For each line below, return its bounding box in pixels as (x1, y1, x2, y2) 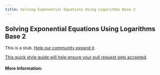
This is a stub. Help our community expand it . (5, 45, 96, 51)
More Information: (5, 65, 43, 71)
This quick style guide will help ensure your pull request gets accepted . (5, 54, 148, 60)
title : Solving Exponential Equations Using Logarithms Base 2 (5, 7, 136, 12)
